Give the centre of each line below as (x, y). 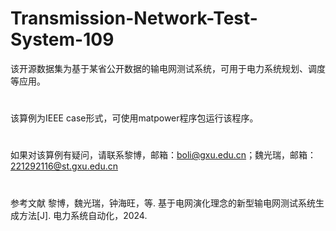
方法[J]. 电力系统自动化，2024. (83, 215)
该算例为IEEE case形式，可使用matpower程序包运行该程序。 (134, 118)
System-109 (62, 39)
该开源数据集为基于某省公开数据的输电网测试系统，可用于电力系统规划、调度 (168, 68)
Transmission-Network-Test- (134, 18)
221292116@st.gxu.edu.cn (64, 166)
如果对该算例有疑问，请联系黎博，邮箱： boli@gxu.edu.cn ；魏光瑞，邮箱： (163, 155)
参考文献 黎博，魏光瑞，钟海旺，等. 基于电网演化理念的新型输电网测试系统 (163, 203)
